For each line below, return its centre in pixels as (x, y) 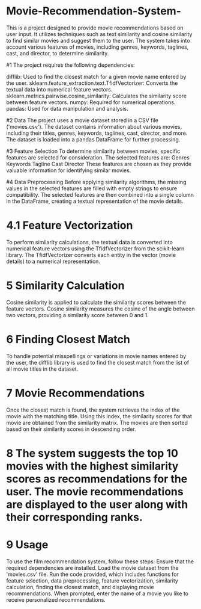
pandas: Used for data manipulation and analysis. (67, 108)
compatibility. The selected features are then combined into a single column (100, 194)
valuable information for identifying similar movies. (69, 170)
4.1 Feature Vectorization (70, 225)
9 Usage (27, 545)
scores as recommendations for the (97, 479)
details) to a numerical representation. (53, 261)
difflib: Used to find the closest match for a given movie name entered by (96, 76)
